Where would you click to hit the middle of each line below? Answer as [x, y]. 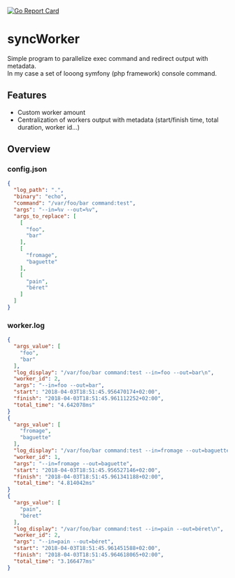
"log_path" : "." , [39, 190]
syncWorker [44, 39]
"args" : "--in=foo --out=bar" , [59, 385]
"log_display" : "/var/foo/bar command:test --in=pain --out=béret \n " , [119, 529]
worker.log [26, 325]
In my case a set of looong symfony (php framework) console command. [112, 73]
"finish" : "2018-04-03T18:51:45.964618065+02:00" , [89, 555]
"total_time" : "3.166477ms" [55, 561]
